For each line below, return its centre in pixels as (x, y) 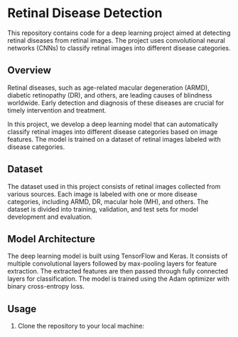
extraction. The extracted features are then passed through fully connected (118, 271)
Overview (29, 70)
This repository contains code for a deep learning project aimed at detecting (119, 33)
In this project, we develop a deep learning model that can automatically (113, 124)
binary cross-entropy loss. (46, 286)
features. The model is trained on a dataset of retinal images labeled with (114, 139)
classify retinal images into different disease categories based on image (113, 131)
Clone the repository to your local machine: (81, 326)
